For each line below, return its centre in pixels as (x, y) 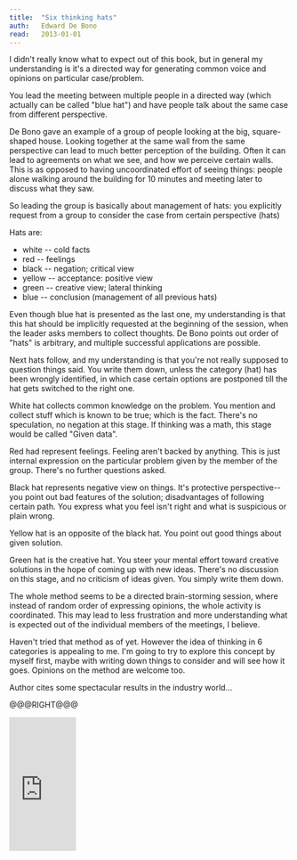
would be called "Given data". (64, 434)
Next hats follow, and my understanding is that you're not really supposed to (149, 360)
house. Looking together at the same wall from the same (142, 141)
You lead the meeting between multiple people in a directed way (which (140, 95)
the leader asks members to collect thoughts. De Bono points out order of (144, 333)
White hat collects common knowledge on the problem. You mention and (142, 405)
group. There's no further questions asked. (88, 471)
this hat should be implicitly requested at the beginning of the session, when (149, 324)
